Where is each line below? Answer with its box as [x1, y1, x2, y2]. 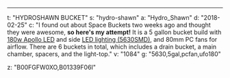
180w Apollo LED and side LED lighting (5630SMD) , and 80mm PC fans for [7, 36, 218, 43]
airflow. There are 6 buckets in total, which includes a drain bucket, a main [7, 42, 217, 51]
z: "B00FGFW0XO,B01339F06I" [7, 63, 97, 71]
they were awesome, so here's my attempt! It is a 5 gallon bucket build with [7, 28, 222, 36]
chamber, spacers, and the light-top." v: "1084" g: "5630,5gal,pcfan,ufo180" [7, 50, 221, 58]
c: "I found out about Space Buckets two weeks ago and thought [28, 21, 211, 29]
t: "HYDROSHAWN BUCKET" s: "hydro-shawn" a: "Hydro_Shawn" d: [7, 14, 200, 21]
